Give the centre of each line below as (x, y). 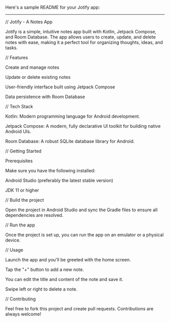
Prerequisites (19, 161)
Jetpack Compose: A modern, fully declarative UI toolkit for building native (83, 126)
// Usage (14, 250)
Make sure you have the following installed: (50, 171)
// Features (17, 57)
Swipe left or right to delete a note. (41, 289)
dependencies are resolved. (34, 215)
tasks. (12, 48)
